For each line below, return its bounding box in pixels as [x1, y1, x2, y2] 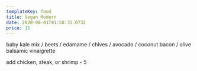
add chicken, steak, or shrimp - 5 [6, 59, 87, 66]
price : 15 [6, 25, 31, 31]
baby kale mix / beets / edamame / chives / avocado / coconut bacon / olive [6, 41, 191, 48]
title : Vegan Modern [6, 14, 57, 20]
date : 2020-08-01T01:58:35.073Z [6, 19, 86, 25]
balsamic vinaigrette [6, 48, 56, 55]
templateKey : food [6, 8, 51, 15]
